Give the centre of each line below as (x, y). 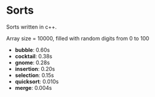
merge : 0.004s (33, 87)
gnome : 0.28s (32, 62)
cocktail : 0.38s (34, 56)
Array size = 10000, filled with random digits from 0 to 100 (78, 38)
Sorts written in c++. (31, 27)
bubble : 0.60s (32, 50)
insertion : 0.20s (35, 68)
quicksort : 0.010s (37, 82)
